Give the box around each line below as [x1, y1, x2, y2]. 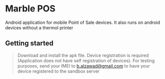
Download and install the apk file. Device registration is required [17, 52, 149, 58]
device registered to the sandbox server [17, 68, 100, 74]
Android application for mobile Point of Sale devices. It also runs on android [5, 19, 161, 25]
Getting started [5, 39, 54, 48]
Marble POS [5, 3, 56, 14]
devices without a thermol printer [5, 24, 73, 30]
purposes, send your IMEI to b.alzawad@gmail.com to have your [17, 63, 151, 69]
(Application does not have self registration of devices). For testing [17, 58, 155, 64]
